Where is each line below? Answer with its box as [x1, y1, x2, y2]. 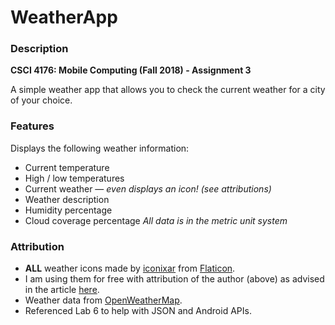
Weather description [24, 193, 110, 205]
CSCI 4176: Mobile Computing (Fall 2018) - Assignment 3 [10, 64, 252, 76]
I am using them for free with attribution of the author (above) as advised [24, 273, 325, 285]
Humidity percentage [24, 204, 113, 216]
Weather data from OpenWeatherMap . [24, 294, 183, 306]
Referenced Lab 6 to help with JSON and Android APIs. [24, 305, 252, 317]
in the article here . [24, 284, 100, 296]
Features [10, 119, 55, 133]
